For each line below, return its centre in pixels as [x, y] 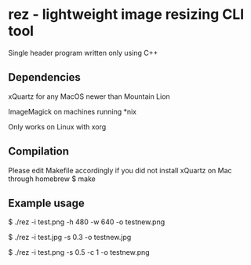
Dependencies [44, 77]
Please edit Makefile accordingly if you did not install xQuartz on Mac [120, 170]
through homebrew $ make [52, 179]
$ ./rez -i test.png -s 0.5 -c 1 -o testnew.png [79, 252]
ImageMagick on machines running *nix [73, 111]
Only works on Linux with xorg [57, 126]
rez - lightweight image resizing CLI [126, 15]
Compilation [38, 152]
